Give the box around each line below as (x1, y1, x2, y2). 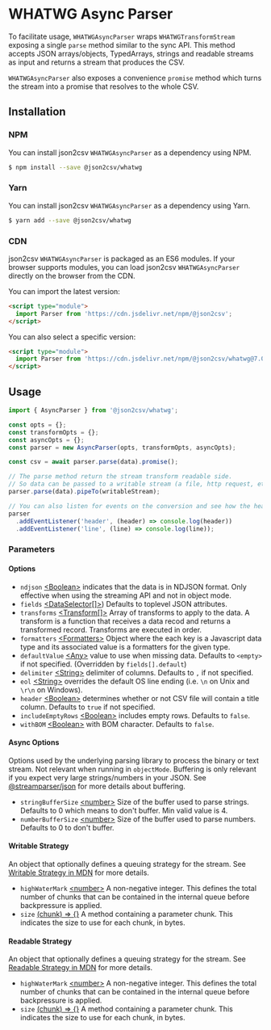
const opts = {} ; (8, 421, 67, 429)
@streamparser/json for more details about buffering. (8, 781, 186, 791)
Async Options (8, 738, 60, 747)
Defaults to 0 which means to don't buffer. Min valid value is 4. (19, 805, 228, 815)
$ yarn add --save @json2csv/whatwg (8, 216, 131, 225)
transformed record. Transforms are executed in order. (19, 624, 202, 634)
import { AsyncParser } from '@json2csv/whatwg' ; (8, 406, 179, 414)
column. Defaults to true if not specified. (19, 702, 156, 712)
